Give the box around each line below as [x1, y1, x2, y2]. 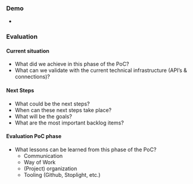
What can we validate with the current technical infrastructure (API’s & [14, 67, 188, 74]
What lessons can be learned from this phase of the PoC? [14, 146, 157, 153]
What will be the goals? [14, 113, 73, 120]
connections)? [14, 73, 51, 80]
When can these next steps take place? [14, 106, 112, 114]
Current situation [6, 47, 49, 54]
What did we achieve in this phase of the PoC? [14, 61, 129, 68]
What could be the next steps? [14, 100, 91, 107]
